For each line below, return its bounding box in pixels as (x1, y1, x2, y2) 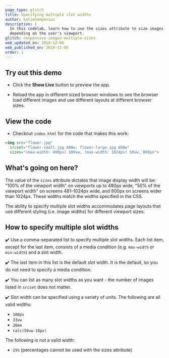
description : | (5, 21, 37, 27)
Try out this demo (5, 68, 62, 77)
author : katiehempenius (5, 17, 55, 22)
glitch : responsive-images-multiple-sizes (5, 36, 96, 41)
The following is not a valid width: (5, 337, 75, 343)
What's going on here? (5, 164, 78, 172)
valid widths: (5, 301, 32, 307)
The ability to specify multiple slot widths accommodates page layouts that (5, 203, 161, 209)
